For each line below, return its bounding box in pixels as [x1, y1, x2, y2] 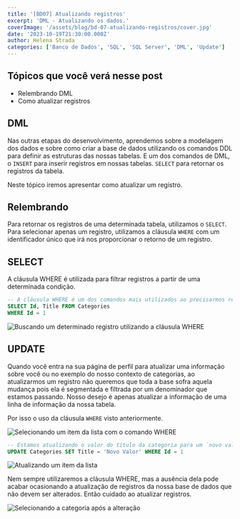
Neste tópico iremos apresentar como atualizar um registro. [7, 180, 183, 189]
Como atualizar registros [17, 96, 91, 105]
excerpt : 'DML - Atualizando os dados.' [7, 17, 130, 24]
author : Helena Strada [7, 37, 75, 44]
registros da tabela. [7, 166, 64, 175]
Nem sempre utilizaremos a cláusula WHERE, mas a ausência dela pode [7, 475, 219, 483]
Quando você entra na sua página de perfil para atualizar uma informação [7, 362, 225, 371]
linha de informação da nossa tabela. [7, 400, 116, 408]
